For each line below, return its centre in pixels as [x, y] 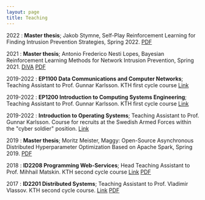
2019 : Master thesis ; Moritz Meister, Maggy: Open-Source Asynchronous [100, 140]
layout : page [23, 12]
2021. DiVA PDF [26, 67]
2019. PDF [19, 153]
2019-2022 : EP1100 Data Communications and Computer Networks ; [95, 79]
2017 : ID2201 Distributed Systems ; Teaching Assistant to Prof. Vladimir [97, 183]
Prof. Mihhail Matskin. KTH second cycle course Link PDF [79, 172]
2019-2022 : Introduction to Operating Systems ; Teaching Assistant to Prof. [103, 115]
